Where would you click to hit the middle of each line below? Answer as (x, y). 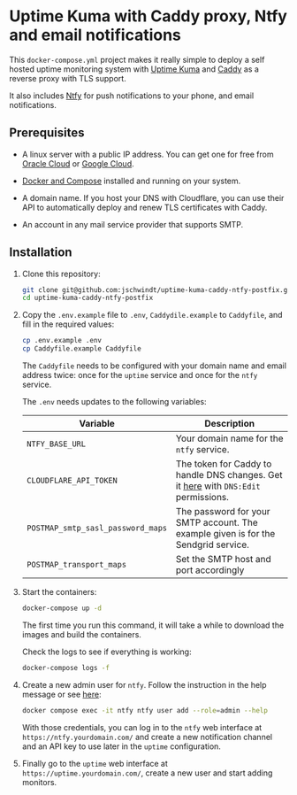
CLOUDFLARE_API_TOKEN (72, 481)
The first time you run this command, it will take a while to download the (153, 625)
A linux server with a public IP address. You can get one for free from (148, 154)
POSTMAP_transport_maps (76, 565)
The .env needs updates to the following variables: (114, 402)
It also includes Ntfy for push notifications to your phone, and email (132, 96)
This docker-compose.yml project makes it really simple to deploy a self (137, 59)
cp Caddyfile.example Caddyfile (81, 349)
